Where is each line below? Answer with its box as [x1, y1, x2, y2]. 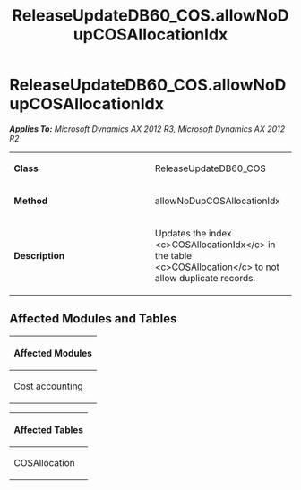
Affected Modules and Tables [9, 311, 177, 327]
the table [155, 249, 193, 262]
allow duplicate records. [155, 271, 256, 284]
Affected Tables [13, 423, 83, 435]
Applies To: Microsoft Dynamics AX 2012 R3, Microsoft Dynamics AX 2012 [9, 123, 286, 134]
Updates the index [155, 227, 232, 239]
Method [13, 194, 48, 207]
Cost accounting [13, 380, 83, 392]
